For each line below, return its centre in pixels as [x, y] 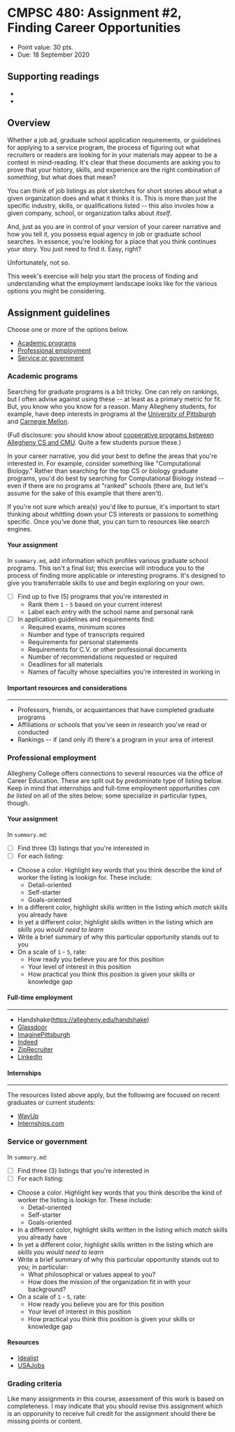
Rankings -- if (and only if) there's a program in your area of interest [115, 739]
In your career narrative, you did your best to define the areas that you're [112, 456]
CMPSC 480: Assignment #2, [94, 13]
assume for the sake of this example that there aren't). [85, 493]
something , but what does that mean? [62, 177]
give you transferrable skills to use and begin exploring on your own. [106, 583]
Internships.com [41, 1124]
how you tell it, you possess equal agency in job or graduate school [104, 234]
